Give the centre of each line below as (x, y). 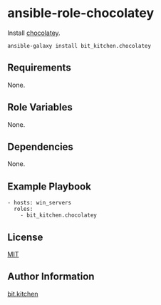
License (25, 237)
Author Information (51, 277)
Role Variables (40, 107)
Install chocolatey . (34, 33)
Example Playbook (49, 186)
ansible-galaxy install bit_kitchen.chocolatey (79, 46)
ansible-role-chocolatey (81, 13)
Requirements (39, 68)
